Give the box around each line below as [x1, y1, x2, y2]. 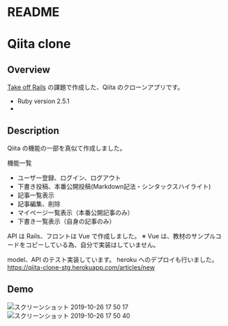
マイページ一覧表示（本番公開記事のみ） [17, 208, 134, 217]
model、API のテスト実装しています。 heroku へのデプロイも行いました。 [7, 256, 218, 263]
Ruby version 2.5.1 [17, 97, 70, 105]
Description [7, 125, 59, 137]
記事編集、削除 [17, 200, 61, 208]
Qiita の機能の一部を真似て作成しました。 [7, 144, 126, 152]
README [7, 4, 60, 20]
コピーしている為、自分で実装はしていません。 [25, 241, 160, 249]
